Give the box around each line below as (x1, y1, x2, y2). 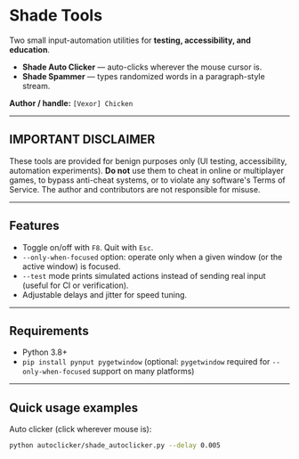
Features (9, 218, 60, 234)
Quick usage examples (9, 400, 139, 415)
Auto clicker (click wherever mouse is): (9, 424, 152, 435)
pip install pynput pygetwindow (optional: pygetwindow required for (21, 357, 271, 367)
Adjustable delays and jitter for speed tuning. (21, 289, 188, 299)
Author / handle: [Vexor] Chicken (9, 97, 133, 108)
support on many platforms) (92, 366, 195, 377)
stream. (21, 80, 51, 91)
